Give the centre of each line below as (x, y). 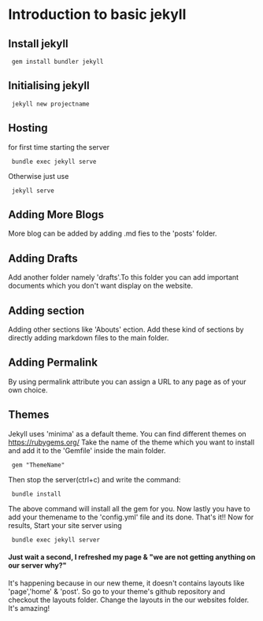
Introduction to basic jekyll (97, 15)
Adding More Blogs (56, 215)
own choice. (28, 390)
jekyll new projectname (50, 104)
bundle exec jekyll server (56, 540)
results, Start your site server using (65, 525)
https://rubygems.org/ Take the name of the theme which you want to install (131, 442)
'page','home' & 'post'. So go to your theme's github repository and (117, 591)
